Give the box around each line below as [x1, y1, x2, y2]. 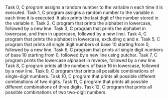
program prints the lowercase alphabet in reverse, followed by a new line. [5, 57, 157, 63]
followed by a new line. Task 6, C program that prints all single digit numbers [5, 47, 163, 52]
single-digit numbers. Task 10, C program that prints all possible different [5, 73, 156, 79]
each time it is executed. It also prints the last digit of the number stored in [5, 15, 159, 20]
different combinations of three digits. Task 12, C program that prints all [5, 84, 152, 89]
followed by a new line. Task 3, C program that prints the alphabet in [5, 25, 146, 31]
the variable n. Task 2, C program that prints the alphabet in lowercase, [5, 20, 152, 26]
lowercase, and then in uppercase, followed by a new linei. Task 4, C [5, 31, 147, 36]
